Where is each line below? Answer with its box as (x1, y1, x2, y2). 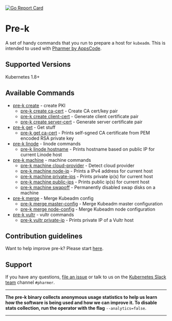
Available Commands (5, 89, 75, 98)
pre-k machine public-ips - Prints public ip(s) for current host (20, 179, 150, 185)
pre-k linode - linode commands (12, 140, 81, 146)
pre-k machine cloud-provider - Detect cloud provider (20, 162, 135, 168)
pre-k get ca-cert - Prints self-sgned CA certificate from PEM (20, 129, 150, 136)
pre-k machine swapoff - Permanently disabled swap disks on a (20, 184, 156, 190)
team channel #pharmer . (5, 279, 55, 286)
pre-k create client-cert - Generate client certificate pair (20, 113, 139, 119)
